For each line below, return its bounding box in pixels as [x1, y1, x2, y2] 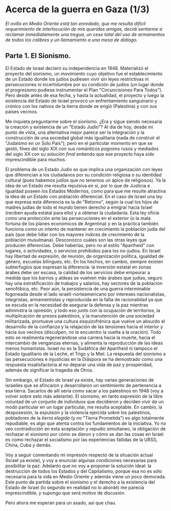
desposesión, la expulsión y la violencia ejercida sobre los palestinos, [5, 409, 152, 416]
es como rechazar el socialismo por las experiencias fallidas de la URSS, [5, 436, 158, 443]
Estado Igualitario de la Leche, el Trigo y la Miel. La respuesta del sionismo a [5, 351, 166, 357]
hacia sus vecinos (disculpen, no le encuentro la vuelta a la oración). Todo [5, 329, 162, 335]
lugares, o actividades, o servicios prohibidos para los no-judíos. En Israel [5, 248, 161, 254]
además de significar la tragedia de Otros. [5, 367, 93, 373]
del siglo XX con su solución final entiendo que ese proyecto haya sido [5, 151, 155, 157]
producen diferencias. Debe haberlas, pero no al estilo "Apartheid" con [5, 242, 155, 248]
